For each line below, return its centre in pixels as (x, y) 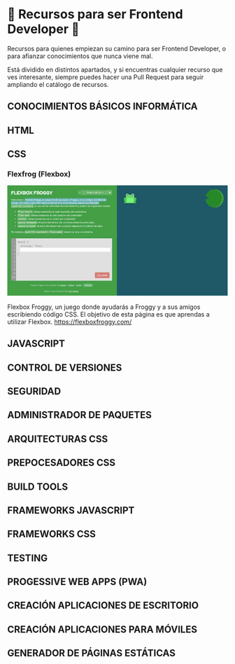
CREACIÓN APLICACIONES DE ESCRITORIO (103, 606)
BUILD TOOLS (38, 486)
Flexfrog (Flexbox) (39, 174)
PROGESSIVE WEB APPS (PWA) (77, 582)
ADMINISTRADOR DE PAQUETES (79, 415)
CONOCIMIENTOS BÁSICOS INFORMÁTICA (102, 107)
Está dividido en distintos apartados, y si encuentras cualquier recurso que (115, 69)
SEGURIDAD (34, 391)
